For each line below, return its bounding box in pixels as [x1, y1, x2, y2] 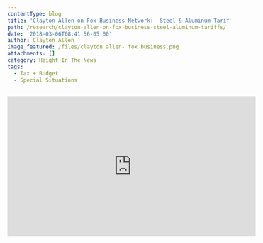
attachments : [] [7, 50, 55, 58]
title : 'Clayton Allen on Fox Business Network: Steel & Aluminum [7, 17, 211, 24]
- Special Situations [13, 76, 78, 84]
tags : [7, 63, 23, 70]
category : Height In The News [7, 57, 97, 64]
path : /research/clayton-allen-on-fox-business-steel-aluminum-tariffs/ [7, 23, 227, 31]
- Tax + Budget [13, 70, 59, 77]
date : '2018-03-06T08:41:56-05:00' [7, 30, 113, 38]
